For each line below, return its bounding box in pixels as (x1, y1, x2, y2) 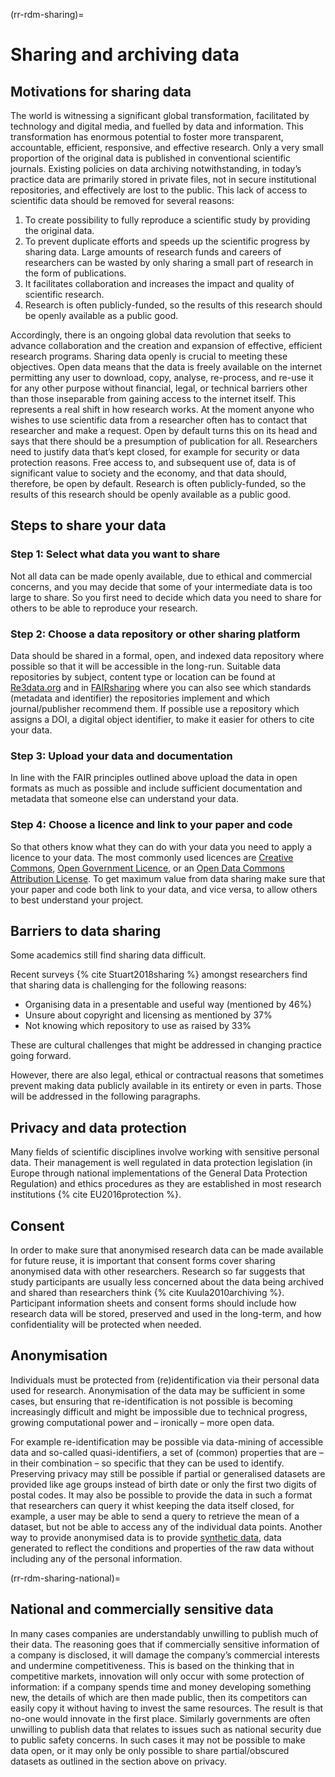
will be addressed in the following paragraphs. (10, 1090, 201, 1103)
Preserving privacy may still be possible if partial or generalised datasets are (10, 1467, 326, 1479)
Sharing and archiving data (10, 44, 240, 66)
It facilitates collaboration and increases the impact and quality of (24, 278, 295, 289)
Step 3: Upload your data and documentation (10, 749, 233, 763)
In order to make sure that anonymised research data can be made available (10, 1244, 324, 1256)
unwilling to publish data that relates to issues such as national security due (10, 1723, 322, 1735)
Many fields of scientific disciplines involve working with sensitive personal (10, 1146, 320, 1158)
